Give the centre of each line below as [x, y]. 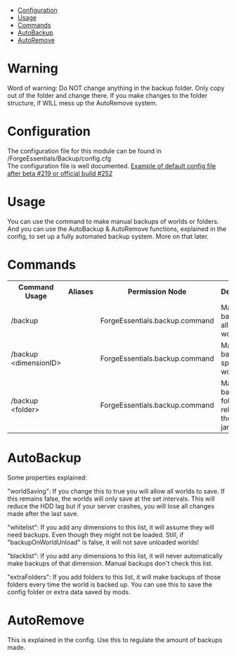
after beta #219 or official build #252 [60, 173]
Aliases [80, 292]
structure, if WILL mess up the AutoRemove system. [83, 103]
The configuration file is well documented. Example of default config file [112, 165]
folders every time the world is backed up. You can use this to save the [110, 584]
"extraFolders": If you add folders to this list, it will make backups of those [114, 577]
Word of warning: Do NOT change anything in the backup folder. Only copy [116, 88]
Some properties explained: [47, 477]
